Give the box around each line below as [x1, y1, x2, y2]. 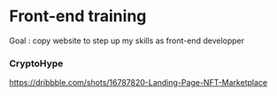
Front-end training [9, 6, 147, 26]
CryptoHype [9, 57, 64, 70]
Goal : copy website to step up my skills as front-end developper [9, 35, 245, 46]
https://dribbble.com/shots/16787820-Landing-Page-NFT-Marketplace [9, 78, 268, 88]
